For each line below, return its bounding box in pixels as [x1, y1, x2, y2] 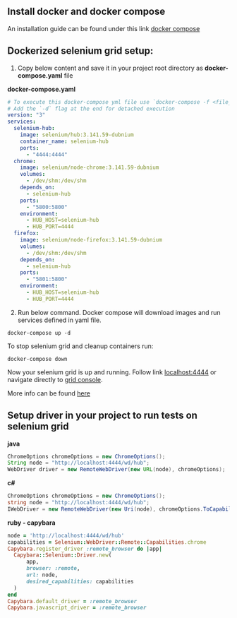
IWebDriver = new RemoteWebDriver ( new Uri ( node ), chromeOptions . [7, 505, 203, 513]
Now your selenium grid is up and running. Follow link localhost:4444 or [7, 367, 217, 376]
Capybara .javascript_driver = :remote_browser [7, 604, 147, 612]
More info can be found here [7, 388, 90, 398]
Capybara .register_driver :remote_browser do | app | [7, 545, 162, 552]
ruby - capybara [7, 518, 56, 527]
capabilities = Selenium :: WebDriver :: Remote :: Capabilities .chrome [7, 538, 207, 546]
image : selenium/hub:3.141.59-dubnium [20, 131, 134, 138]
